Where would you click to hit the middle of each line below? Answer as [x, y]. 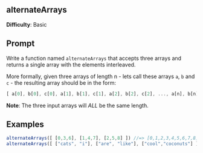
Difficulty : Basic [27, 24]
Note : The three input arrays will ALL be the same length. [78, 105]
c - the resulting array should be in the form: [61, 83]
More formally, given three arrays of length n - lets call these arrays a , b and [101, 76]
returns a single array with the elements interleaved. [71, 64]
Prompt [21, 44]
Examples [25, 124]
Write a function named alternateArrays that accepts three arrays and [94, 58]
